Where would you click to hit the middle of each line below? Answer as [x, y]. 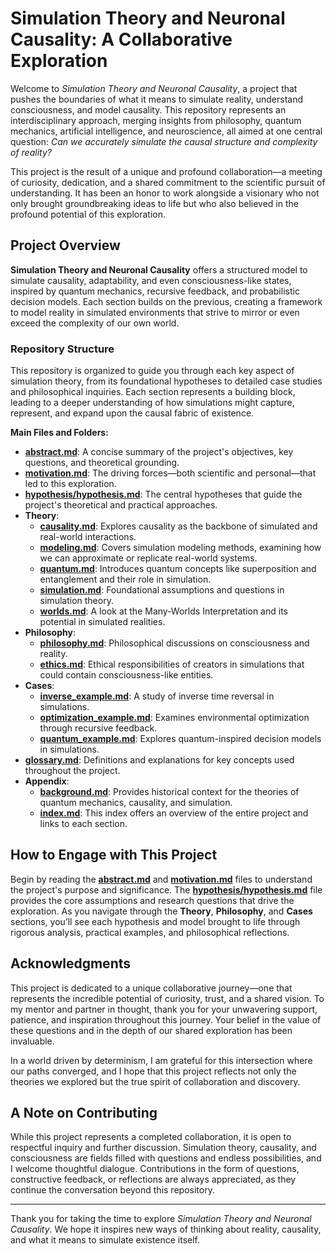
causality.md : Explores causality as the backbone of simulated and [178, 526]
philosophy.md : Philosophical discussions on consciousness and [174, 643]
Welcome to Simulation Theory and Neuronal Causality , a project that [154, 88]
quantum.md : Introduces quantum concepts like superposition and [178, 569]
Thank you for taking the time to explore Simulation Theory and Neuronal [161, 1219]
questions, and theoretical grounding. [102, 463]
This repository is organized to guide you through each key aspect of [152, 371]
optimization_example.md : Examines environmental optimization [174, 718]
